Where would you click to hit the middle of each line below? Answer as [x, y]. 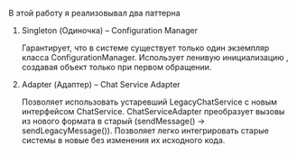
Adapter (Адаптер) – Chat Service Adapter [101, 84]
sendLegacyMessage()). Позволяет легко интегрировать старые [145, 131]
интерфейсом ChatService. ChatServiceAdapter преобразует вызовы [153, 111]
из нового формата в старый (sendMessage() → [113, 121]
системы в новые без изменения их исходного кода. [123, 140]
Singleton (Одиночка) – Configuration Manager [110, 30]
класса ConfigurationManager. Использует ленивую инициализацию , [155, 57]
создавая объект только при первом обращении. [116, 67]
